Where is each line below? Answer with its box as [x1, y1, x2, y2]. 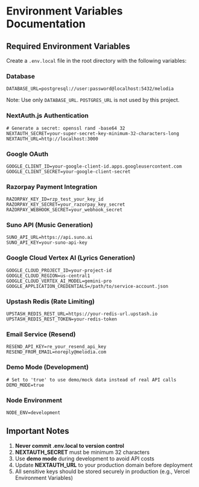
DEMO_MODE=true [6, 382, 45, 388]
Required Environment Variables [6, 41, 131, 51]
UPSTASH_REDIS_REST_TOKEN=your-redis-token [6, 316, 118, 322]
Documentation [6, 17, 86, 31]
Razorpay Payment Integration [6, 182, 98, 191]
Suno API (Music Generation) [6, 221, 93, 229]
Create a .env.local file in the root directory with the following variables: [6, 57, 187, 64]
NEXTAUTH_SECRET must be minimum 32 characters [14, 448, 150, 456]
